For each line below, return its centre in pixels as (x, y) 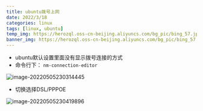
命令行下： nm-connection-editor (56, 65)
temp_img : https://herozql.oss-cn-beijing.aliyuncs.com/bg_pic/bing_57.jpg (104, 34)
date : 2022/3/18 (27, 17)
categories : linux (29, 23)
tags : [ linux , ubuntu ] (35, 28)
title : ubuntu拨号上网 (33, 12)
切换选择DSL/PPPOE (40, 89)
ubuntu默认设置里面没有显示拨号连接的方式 (69, 57)
